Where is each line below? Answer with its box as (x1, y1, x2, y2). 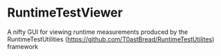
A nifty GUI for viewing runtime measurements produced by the (7, 28, 188, 36)
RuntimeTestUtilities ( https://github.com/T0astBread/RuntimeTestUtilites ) (7, 35, 215, 43)
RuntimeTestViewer (7, 5, 123, 21)
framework (7, 42, 39, 50)
